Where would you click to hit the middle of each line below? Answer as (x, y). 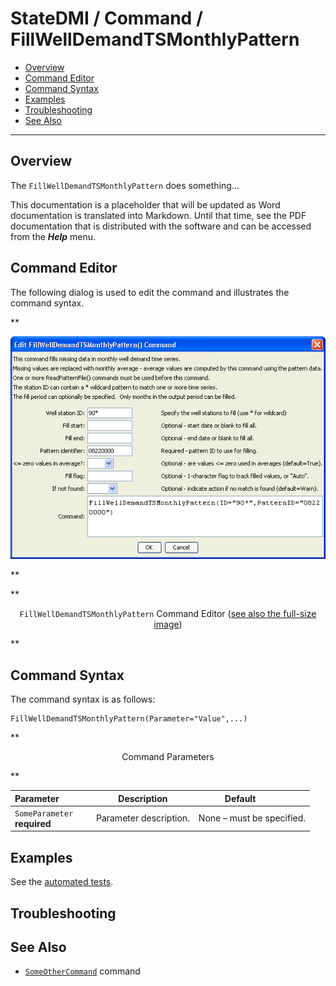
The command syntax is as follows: (83, 699)
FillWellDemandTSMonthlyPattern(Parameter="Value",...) (129, 719)
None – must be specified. (252, 818)
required (33, 823)
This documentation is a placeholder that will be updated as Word (145, 204)
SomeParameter (44, 813)
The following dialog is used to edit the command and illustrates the (150, 292)
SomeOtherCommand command (82, 971)
